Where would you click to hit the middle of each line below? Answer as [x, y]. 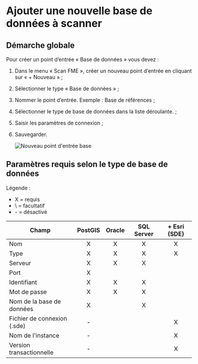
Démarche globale [40, 45]
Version [20, 345]
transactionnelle [32, 352]
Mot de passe [28, 292]
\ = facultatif [30, 206]
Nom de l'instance [34, 335]
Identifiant [23, 282]
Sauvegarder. [31, 134]
